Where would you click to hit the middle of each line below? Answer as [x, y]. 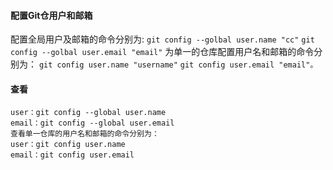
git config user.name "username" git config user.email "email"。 [178, 65]
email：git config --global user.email [92, 123]
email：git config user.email [72, 155]
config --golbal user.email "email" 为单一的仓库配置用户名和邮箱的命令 [162, 52]
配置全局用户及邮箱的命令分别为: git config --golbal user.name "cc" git [162, 39]
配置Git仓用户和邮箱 [51, 15]
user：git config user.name [68, 145]
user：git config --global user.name [88, 113]
